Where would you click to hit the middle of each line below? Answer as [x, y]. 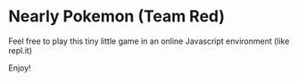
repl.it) [21, 50]
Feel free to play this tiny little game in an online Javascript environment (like [149, 41]
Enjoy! [20, 68]
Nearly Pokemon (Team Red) [116, 16]
